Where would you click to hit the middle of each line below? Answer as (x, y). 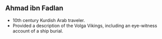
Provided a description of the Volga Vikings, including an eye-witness (85, 25)
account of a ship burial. (38, 31)
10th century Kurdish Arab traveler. (49, 20)
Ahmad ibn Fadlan (34, 8)
